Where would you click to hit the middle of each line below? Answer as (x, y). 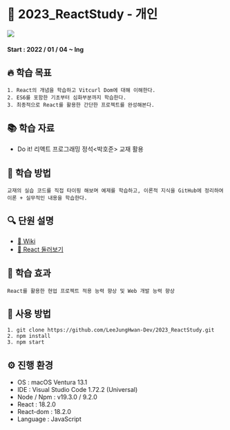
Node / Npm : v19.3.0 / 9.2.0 (57, 397)
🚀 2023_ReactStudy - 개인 (83, 14)
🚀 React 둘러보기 (40, 249)
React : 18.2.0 (37, 404)
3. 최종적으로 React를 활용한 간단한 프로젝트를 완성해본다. (81, 105)
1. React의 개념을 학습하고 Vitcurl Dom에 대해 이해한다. (82, 91)
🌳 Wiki (26, 241)
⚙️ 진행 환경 (30, 365)
